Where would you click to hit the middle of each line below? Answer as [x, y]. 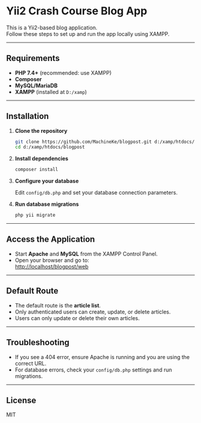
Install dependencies [42, 159]
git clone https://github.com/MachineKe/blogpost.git [83, 142]
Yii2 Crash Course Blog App [77, 11]
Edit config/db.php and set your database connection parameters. [96, 193]
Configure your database [47, 181]
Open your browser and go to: [52, 260]
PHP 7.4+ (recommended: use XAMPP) [63, 72]
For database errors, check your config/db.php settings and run [93, 370]
